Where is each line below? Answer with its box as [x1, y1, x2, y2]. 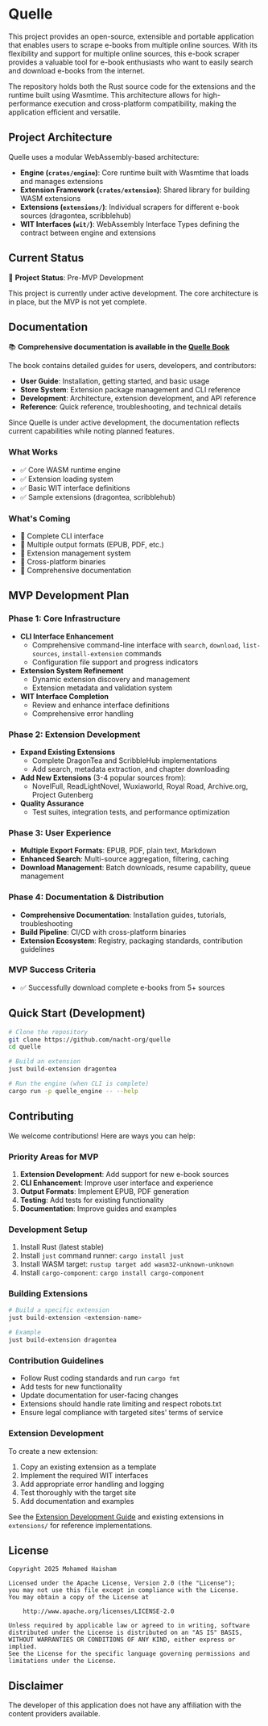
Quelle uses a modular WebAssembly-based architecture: [8, 152, 200, 161]
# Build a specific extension [8, 1306, 110, 1314]
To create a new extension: [8, 1446, 98, 1456]
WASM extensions [19, 193, 81, 203]
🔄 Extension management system [19, 548, 131, 558]
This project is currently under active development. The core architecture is [8, 288, 259, 298]
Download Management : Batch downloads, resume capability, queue [19, 863, 251, 873]
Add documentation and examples [19, 1496, 134, 1506]
